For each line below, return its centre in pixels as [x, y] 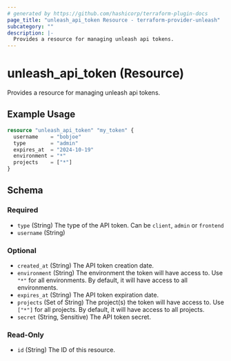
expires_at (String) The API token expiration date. [88, 295]
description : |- [30, 33]
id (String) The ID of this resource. [66, 350]
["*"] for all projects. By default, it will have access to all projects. [111, 309]
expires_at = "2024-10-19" [54, 149]
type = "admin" [46, 143]
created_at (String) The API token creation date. [85, 265]
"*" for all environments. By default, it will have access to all [102, 280]
